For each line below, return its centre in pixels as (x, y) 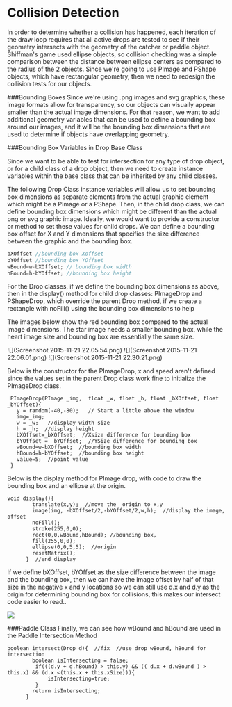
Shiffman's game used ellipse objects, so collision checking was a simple (112, 54)
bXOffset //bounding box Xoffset (56, 254)
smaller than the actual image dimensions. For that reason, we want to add (114, 112)
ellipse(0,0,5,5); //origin (74, 547)
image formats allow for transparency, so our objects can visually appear (111, 104)
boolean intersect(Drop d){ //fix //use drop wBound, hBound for (107, 649)
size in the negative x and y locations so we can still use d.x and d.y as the (114, 587)
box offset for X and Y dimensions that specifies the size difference (103, 234)
